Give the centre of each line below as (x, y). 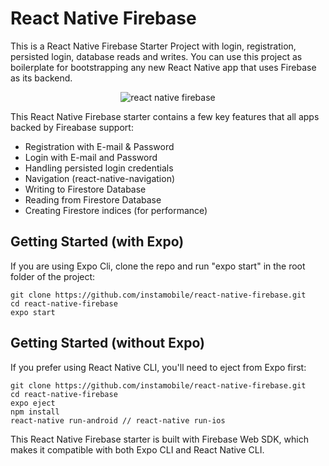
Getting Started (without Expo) (107, 343)
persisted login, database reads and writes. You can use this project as (156, 56)
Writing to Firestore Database (85, 189)
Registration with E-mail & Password (99, 146)
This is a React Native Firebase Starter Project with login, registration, (153, 46)
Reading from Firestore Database (93, 199)
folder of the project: (53, 276)
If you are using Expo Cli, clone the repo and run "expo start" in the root (158, 266)
